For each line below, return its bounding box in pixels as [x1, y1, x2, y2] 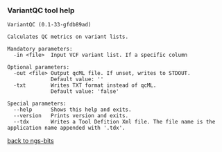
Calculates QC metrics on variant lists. [7, 33, 129, 40]
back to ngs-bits [7, 137, 54, 145]
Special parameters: [7, 100, 67, 108]
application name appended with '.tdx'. [7, 124, 126, 132]
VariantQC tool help [7, 6, 75, 15]
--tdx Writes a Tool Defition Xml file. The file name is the [13, 119, 216, 126]
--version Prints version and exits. [13, 112, 129, 119]
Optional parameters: [7, 64, 70, 71]
